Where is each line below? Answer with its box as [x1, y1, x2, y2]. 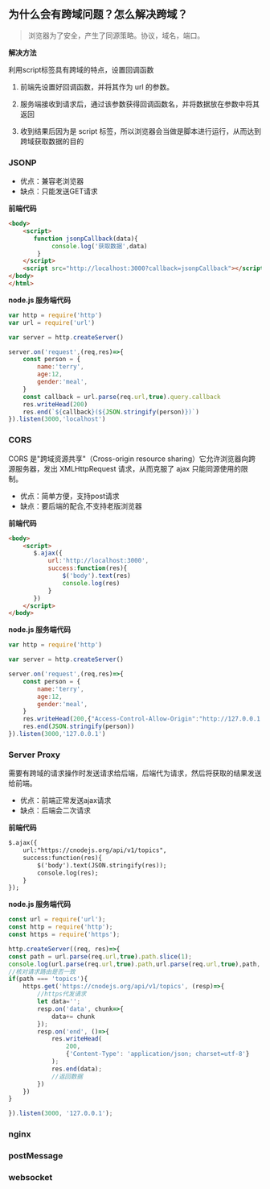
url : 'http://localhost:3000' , [47, 557, 149, 565]
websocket [8, 1171, 53, 1183]
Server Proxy [8, 749, 61, 760]
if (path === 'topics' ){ [8, 975, 88, 983]
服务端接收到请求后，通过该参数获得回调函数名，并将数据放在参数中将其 [19, 99, 260, 109]
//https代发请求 [37, 990, 87, 998]
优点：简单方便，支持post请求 [19, 491, 120, 501]
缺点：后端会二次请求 [19, 805, 91, 816]
